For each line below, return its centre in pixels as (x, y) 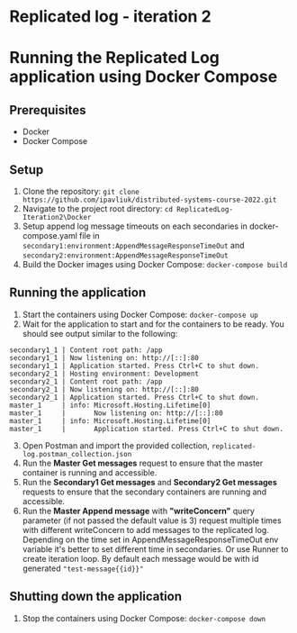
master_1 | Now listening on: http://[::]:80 (116, 413)
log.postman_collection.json (77, 454)
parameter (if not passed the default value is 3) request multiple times (152, 520)
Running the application (78, 293)
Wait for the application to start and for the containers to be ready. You (153, 324)
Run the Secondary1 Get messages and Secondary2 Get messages (149, 482)
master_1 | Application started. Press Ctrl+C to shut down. (146, 429)
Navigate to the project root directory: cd (98, 208)
